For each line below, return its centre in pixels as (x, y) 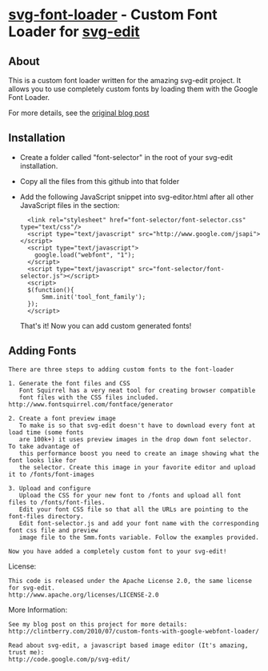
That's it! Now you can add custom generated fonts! (106, 326)
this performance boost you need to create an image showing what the (139, 453)
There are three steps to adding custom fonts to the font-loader (121, 369)
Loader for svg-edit (74, 32)
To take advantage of (44, 446)
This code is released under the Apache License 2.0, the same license (130, 581)
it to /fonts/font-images (51, 474)
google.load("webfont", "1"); (85, 255)
